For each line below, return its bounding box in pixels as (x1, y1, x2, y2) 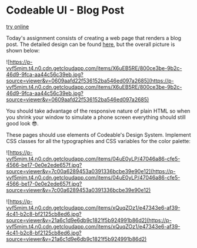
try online (6, 23, 29, 30)
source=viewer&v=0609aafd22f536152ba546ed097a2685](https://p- (6, 77, 175, 84)
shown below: (6, 47, 40, 54)
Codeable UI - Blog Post (6, 4, 125, 17)
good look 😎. (6, 120, 39, 127)
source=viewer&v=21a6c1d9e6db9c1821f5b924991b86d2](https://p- (6, 216, 172, 224)
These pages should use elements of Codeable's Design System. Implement (6, 131, 191, 138)
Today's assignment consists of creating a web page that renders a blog (6, 34, 181, 41)
